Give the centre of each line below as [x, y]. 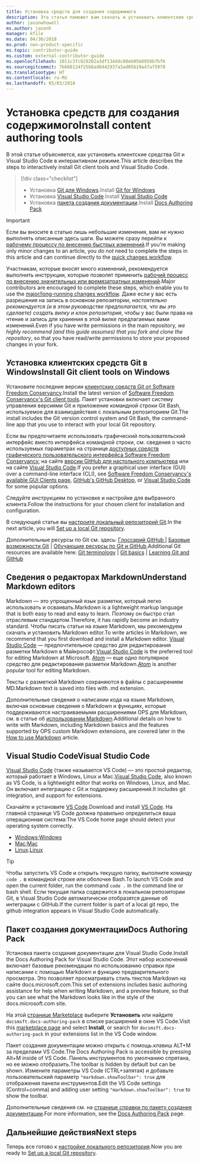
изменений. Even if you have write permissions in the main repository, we [96, 325]
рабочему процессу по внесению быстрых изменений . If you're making [96, 245]
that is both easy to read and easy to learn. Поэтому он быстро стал [90, 613]
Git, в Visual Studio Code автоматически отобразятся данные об [87, 898]
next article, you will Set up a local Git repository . [66, 528]
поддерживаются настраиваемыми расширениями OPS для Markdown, [97, 712]
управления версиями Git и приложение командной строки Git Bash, [93, 405]
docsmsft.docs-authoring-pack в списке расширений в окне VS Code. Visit [98, 1021]
